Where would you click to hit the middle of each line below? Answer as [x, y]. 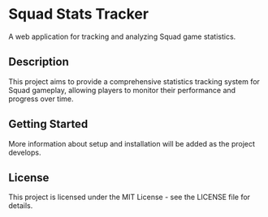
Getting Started [48, 124]
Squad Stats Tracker [78, 14]
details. [21, 206]
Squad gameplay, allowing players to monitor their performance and [122, 90]
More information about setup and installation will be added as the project [132, 143]
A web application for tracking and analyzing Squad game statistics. [122, 36]
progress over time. [41, 99]
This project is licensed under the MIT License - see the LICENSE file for [129, 197]
